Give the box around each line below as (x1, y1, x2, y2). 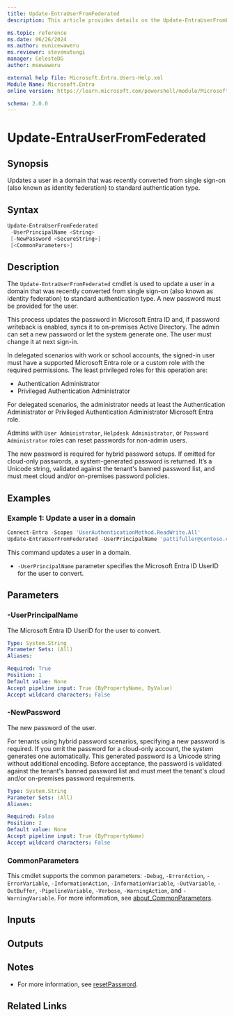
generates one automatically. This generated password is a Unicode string (7, 752, 221, 760)
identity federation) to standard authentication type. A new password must (7, 295, 221, 303)
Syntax (7, 204, 39, 216)
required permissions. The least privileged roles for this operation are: (7, 366, 208, 374)
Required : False (7, 813, 54, 820)
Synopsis (7, 158, 49, 170)
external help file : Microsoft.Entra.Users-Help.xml (7, 74, 164, 81)
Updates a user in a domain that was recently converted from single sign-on (7, 176, 226, 185)
